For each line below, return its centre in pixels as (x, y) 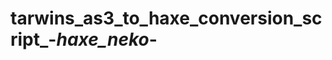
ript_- (33, 39)
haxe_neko (103, 39)
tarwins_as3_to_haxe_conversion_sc (166, 18)
